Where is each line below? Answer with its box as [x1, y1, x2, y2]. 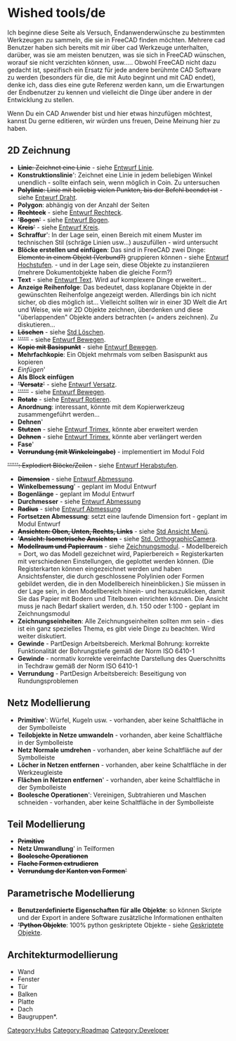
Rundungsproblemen [17, 676, 79, 685]
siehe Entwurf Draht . [17, 193, 78, 201]
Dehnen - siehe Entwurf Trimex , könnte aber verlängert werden [17, 432, 202, 441]
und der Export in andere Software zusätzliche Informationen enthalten [17, 914, 223, 922]
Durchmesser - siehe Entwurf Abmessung [17, 497, 141, 505]
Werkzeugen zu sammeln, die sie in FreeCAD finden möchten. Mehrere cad [7, 35, 225, 44]
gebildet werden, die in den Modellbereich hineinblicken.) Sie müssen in [17, 579, 226, 588]
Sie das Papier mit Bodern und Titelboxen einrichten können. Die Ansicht [17, 594, 228, 602]
